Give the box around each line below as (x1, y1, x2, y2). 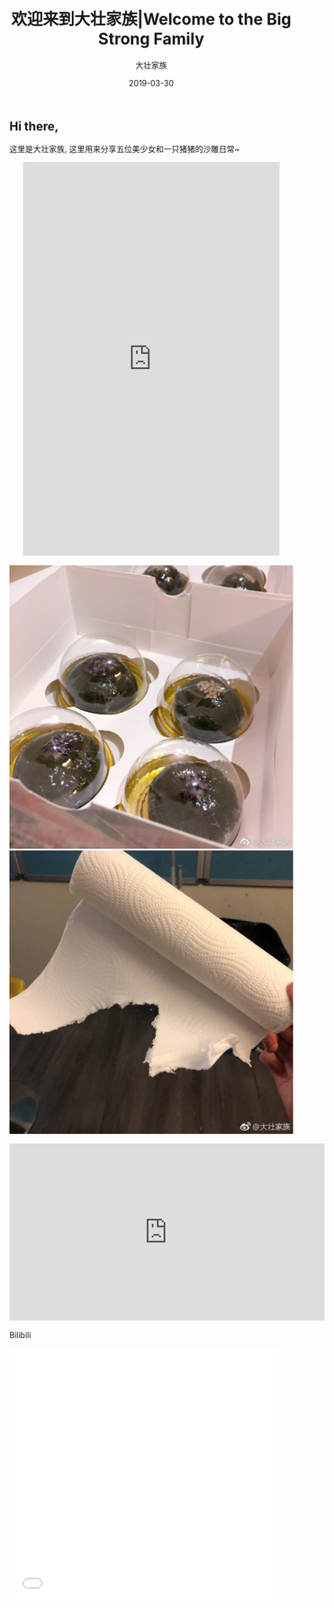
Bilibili (9, 1330, 32, 1341)
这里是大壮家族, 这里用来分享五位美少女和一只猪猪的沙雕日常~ (9, 144, 240, 155)
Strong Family (97, 29, 205, 49)
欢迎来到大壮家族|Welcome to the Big (11, 9, 292, 30)
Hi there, (9, 119, 59, 134)
